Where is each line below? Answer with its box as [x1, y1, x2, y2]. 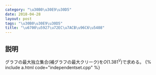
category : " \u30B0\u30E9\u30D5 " [5, 7, 72, 12]
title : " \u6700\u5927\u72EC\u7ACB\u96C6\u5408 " [5, 25, 105, 30]
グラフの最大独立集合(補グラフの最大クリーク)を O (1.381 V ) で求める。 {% [5, 58, 152, 65]
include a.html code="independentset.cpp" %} [5, 64, 100, 70]
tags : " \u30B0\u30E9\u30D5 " [5, 21, 63, 26]
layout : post [5, 16, 32, 21]
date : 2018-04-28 [5, 12, 41, 17]
